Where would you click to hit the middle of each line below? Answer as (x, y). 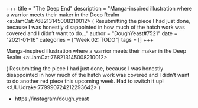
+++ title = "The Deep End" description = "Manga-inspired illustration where (99, 9)
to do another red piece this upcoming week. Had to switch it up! (85, 81)
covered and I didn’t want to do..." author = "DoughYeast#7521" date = (92, 33)
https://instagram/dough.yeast (52, 99)
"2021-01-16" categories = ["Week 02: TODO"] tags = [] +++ (80, 40)
